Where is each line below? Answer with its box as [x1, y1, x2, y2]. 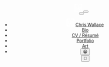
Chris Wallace [75, 21, 104, 27]
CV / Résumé [71, 32, 99, 38]
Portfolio [76, 37, 94, 43]
